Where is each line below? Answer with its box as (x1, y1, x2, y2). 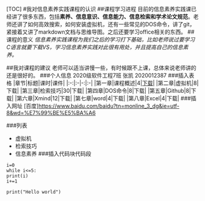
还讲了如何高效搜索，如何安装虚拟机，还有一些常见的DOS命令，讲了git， (11, 21, 195, 27)
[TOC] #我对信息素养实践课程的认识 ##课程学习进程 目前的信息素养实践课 (6, 5, 192, 12)
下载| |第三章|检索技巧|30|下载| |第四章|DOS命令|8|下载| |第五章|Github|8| (6, 87, 191, 94)
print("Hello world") (6, 189, 62, 195)
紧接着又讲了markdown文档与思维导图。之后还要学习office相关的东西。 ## (6, 28, 195, 35)
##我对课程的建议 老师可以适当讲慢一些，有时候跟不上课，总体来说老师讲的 (6, 64, 196, 71)
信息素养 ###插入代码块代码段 (15, 150, 92, 157)
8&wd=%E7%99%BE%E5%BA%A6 (6, 109, 96, 116)
